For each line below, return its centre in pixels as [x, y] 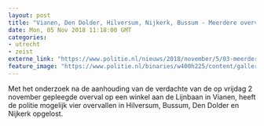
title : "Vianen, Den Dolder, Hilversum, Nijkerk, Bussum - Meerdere [123, 23]
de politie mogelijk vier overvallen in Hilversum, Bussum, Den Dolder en [124, 105]
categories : [27, 37]
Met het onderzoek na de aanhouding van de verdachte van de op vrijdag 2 [130, 88]
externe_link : [31, 59]
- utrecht [24, 45]
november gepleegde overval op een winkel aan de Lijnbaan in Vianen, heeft [132, 97]
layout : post [29, 15]
